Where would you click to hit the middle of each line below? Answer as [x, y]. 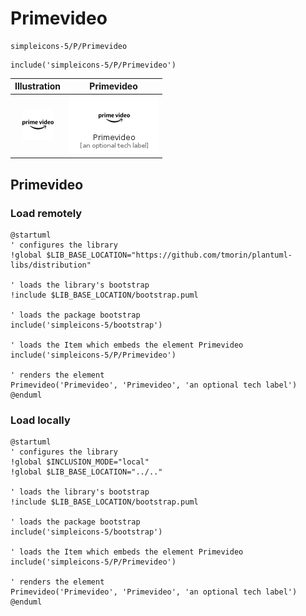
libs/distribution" [51, 265]
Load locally [40, 420]
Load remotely [46, 213]
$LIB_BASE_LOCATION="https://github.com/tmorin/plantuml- [169, 255]
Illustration [38, 86]
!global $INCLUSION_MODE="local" [80, 462]
